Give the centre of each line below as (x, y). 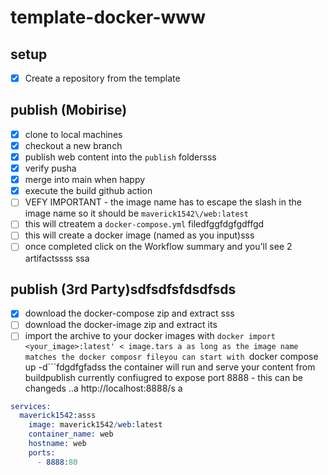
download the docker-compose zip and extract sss (129, 313)
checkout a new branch (73, 145)
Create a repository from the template (102, 78)
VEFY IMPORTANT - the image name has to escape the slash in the (163, 202)
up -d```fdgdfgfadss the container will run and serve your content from (170, 367)
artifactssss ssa (57, 258)
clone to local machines (73, 134)
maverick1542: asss (58, 416)
